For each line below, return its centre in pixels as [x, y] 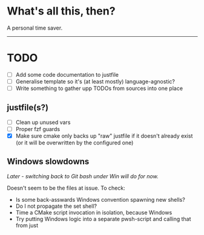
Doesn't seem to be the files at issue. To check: [66, 188]
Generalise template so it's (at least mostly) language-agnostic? [95, 81]
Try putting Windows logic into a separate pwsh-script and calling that [103, 219]
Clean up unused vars [43, 122]
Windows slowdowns [48, 162]
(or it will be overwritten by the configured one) [74, 143]
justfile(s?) [28, 108]
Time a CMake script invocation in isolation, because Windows [94, 212]
